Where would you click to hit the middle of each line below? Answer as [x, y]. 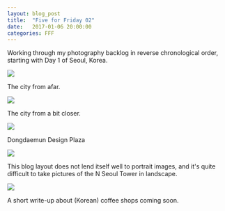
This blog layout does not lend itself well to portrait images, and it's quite [111, 166]
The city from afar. [34, 87]
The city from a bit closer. [44, 114]
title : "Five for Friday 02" [51, 20]
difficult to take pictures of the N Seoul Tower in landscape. [92, 174]
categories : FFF [31, 33]
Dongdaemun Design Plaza [46, 140]
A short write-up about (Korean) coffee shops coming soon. [93, 201]
